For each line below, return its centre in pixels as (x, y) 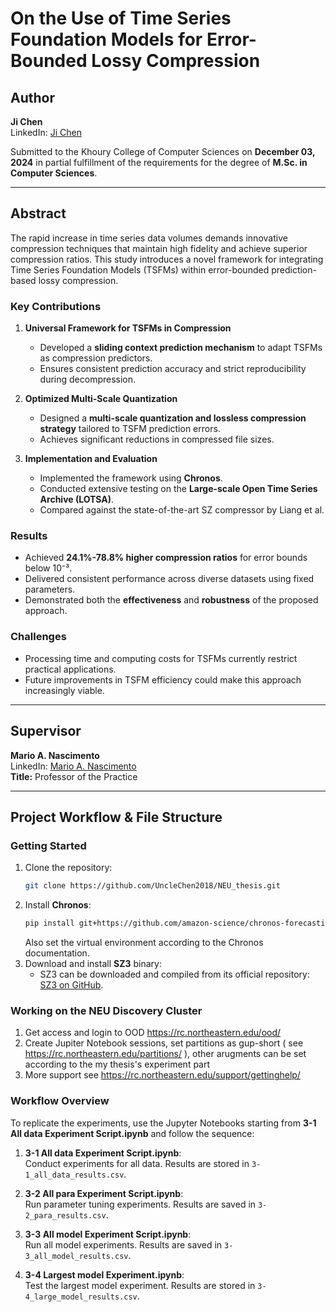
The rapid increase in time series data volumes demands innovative (149, 238)
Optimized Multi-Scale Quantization (101, 399)
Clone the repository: (68, 868)
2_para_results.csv (65, 1215)
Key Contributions (56, 306)
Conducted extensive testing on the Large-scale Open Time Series (178, 489)
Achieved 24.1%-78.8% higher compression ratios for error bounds (166, 558)
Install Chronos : (58, 905)
